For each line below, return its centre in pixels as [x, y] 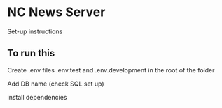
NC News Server [56, 12]
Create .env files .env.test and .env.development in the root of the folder [111, 70]
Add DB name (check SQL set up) [56, 84]
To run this [31, 53]
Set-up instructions [35, 31]
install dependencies [37, 97]
